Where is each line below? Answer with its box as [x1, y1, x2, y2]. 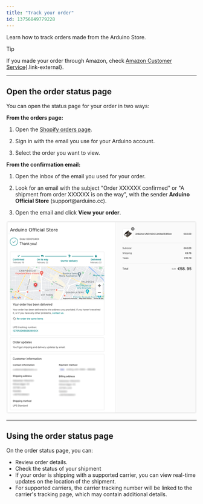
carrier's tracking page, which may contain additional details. [14, 491, 167, 498]
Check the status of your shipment [14, 465, 101, 473]
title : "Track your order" [6, 10, 74, 16]
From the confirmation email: [6, 161, 81, 169]
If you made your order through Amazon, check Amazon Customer [6, 57, 172, 64]
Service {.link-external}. [6, 63, 64, 71]
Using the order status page [6, 431, 114, 441]
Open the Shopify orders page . [14, 126, 92, 133]
